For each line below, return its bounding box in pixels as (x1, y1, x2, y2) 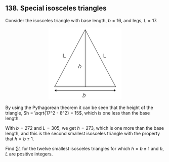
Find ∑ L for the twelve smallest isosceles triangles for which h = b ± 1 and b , (5, 145, 164, 151)
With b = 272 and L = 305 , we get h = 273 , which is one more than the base (5, 125, 164, 131)
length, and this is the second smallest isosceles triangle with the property (5, 130, 160, 136)
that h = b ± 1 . (5, 136, 34, 142)
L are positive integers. (5, 151, 53, 157)
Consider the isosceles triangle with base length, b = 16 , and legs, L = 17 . (5, 17, 158, 23)
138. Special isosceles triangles (5, 4, 107, 13)
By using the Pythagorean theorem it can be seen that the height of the (5, 104, 153, 111)
